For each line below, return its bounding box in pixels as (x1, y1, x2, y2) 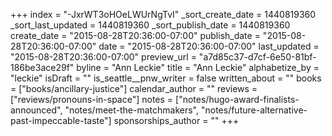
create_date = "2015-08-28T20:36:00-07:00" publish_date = (10, 30, 261, 41)
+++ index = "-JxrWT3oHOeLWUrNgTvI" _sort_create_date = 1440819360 (10, 9, 317, 20)
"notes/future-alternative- (200, 104, 308, 116)
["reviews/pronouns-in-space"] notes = (10, 94, 174, 105)
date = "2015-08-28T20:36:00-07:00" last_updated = (98, 40, 320, 52)
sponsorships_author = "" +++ (113, 115, 240, 126)
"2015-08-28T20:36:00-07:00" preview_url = (10, 51, 197, 63)
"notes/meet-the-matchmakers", (64, 104, 200, 116)
